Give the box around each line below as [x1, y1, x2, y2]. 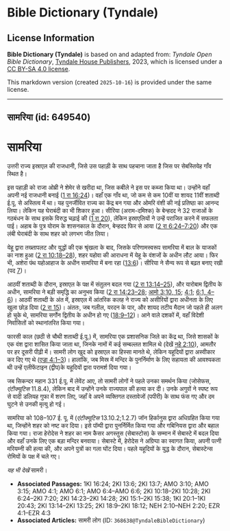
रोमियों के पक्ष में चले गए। [7, 452, 60, 460]
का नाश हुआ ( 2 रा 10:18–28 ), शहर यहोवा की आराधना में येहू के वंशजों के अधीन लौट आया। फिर [7, 251, 218, 260]
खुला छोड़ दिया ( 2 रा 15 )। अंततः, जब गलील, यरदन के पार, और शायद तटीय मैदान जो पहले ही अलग [7, 304, 222, 312]
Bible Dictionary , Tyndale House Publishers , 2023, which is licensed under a [7, 58, 222, 66]
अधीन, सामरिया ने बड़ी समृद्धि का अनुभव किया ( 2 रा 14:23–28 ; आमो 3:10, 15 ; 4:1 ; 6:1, [7, 288, 206, 296]
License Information [7, 32, 94, 44]
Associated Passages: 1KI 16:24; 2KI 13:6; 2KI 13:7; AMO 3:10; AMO [16, 480, 209, 488]
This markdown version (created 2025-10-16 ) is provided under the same [7, 78, 212, 86]
